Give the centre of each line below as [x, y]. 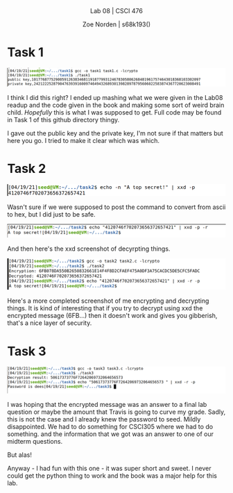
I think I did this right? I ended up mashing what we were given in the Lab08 [115, 97]
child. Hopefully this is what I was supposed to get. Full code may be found [114, 112]
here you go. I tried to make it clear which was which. [83, 140]
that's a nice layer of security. [50, 323]
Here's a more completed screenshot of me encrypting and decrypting [108, 301]
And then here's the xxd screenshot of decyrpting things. [89, 249]
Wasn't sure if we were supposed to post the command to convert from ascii [116, 207]
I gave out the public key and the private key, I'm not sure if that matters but [115, 133]
